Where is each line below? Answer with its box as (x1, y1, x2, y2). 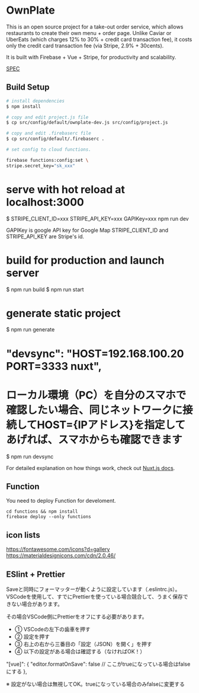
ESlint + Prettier (6, 569, 65, 579)
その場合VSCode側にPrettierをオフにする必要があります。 (6, 613, 147, 620)
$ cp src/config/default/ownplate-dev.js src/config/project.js (6, 120, 168, 126)
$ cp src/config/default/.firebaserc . (6, 136, 105, 142)
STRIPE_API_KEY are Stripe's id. (6, 232, 85, 240)
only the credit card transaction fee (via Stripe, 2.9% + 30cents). (6, 42, 164, 49)
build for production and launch (6, 253, 165, 267)
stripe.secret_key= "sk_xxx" (6, 162, 76, 169)
